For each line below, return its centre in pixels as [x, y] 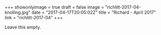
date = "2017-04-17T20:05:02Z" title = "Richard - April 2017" [94, 12]
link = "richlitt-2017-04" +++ [34, 17]
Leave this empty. [23, 27]
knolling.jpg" [18, 12]
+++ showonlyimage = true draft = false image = [54, 7]
